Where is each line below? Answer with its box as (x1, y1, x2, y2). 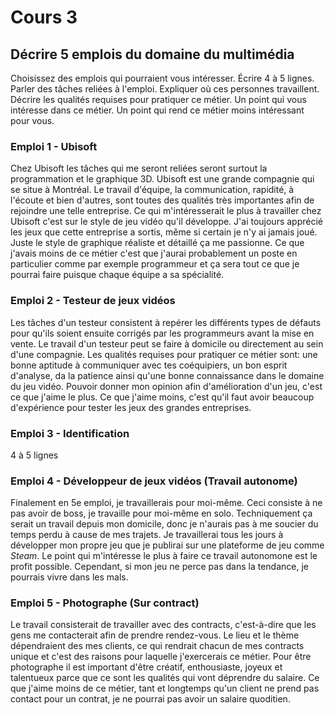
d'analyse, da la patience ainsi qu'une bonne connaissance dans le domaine (10, 369, 325, 381)
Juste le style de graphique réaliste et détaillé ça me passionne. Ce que (10, 237, 305, 249)
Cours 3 (10, 6, 78, 29)
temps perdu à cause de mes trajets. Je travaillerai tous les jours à (10, 529, 284, 541)
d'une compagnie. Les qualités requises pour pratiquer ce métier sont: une (10, 348, 318, 360)
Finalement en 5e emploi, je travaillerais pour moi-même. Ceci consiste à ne (10, 497, 323, 509)
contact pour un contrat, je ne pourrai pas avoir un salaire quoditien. (10, 693, 291, 705)
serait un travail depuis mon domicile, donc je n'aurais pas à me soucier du (10, 518, 319, 530)
